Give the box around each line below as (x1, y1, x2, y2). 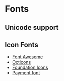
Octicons (12, 59, 31, 65)
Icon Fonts (5, 40, 39, 49)
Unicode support (5, 23, 59, 32)
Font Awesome (12, 54, 43, 60)
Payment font (12, 70, 40, 76)
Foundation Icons (12, 64, 48, 71)
